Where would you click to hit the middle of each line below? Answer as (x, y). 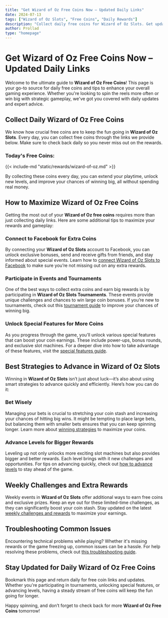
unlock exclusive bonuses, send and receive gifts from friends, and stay (79, 255)
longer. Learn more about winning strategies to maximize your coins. (76, 429)
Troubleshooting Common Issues (58, 529)
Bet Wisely (19, 402)
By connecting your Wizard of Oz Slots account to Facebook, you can (77, 250)
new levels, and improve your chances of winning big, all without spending (82, 182)
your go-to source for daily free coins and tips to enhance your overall (77, 88)
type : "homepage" (23, 33)
